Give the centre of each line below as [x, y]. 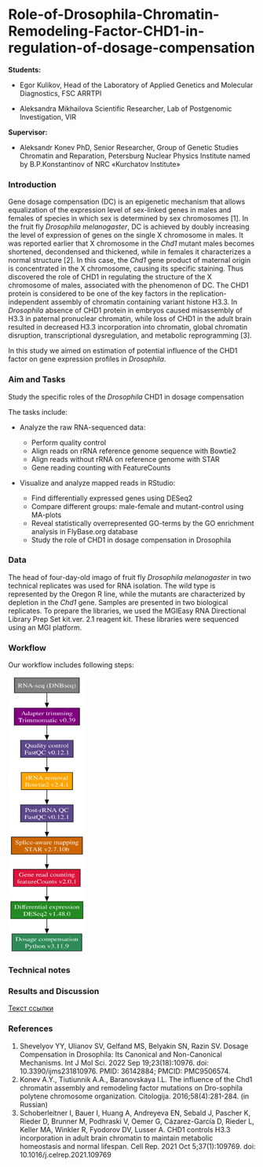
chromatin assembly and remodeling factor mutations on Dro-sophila [131, 1088]
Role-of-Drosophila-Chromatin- [114, 15]
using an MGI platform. [45, 627]
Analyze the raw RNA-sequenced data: [82, 427]
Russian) [34, 1104]
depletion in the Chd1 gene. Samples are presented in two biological [118, 602]
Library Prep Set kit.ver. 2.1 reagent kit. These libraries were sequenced [124, 619]
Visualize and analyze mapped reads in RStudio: [97, 482]
